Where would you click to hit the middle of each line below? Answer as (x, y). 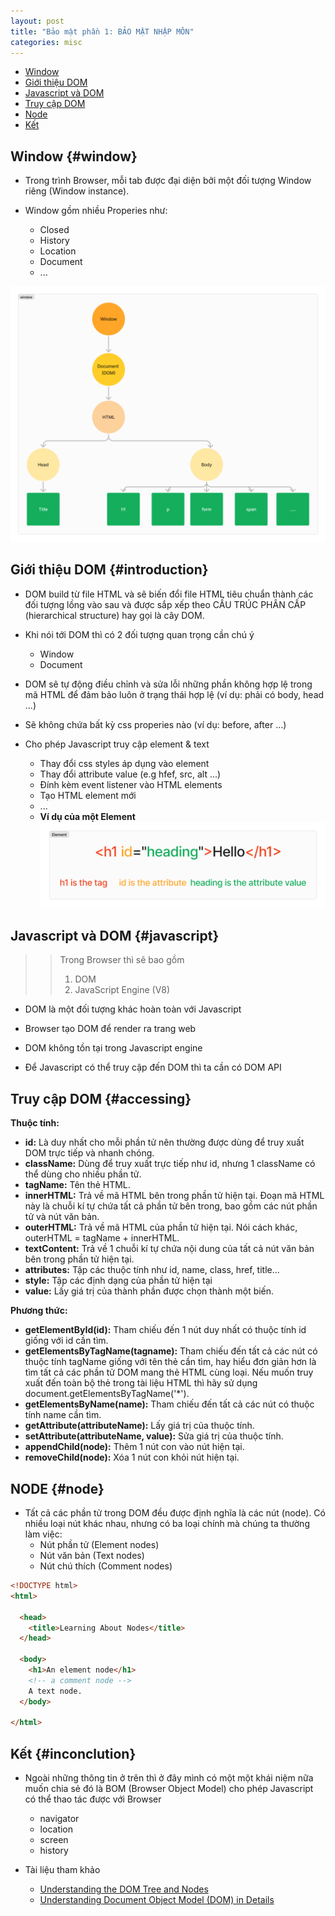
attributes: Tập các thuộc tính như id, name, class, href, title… (152, 1270)
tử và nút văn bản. (62, 1217)
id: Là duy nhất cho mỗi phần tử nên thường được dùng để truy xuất (164, 1142)
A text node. (55, 1691)
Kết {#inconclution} (73, 1753)
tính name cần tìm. (63, 1415)
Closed (54, 230)
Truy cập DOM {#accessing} (101, 1098)
